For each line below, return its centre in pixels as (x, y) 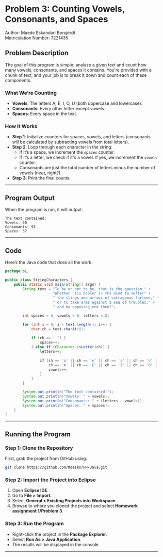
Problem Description (37, 53)
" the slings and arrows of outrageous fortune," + (106, 298)
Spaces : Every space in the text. (45, 114)
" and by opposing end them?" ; (84, 307)
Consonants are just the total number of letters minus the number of (87, 168)
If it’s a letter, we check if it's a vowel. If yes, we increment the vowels (88, 157)
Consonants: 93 (20, 227)
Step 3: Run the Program (34, 524)
